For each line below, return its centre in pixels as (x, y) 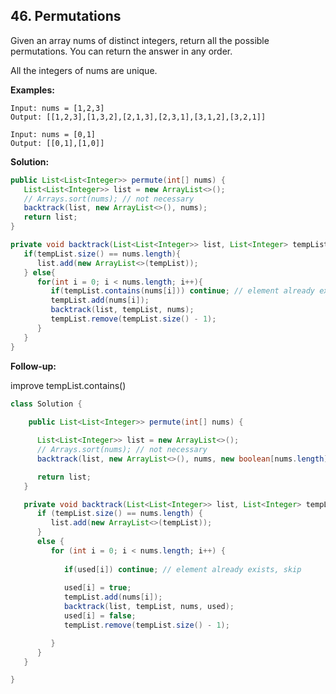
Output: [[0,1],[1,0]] (57, 143)
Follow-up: (33, 366)
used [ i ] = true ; (97, 588)
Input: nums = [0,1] (53, 134)
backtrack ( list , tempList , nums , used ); (149, 607)
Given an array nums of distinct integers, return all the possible (140, 40)
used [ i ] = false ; (100, 616)
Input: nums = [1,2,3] (57, 108)
